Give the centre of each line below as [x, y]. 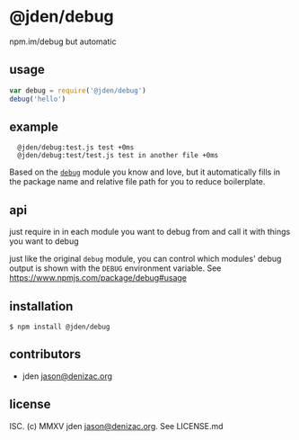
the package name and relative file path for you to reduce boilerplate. [137, 182]
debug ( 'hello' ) [38, 99]
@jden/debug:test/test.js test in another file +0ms [118, 156]
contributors [45, 354]
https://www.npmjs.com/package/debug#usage [98, 278]
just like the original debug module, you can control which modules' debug [145, 259]
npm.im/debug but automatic [63, 41]
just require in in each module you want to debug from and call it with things [150, 232]
